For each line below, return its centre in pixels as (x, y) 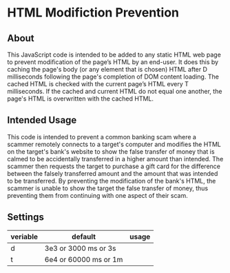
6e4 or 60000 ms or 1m (84, 259)
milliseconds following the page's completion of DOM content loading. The (113, 77)
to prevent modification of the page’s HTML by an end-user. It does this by (113, 62)
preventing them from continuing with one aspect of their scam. (97, 195)
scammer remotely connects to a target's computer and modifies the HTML (114, 144)
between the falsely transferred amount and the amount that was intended (113, 173)
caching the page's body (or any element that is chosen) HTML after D (107, 69)
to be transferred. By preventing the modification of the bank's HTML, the (112, 181)
